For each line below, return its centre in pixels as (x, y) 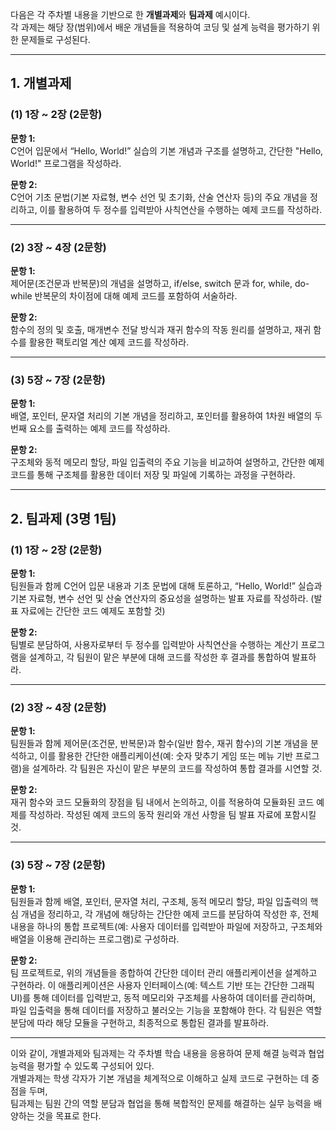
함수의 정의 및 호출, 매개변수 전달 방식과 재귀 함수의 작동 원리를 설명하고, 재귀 (161, 329)
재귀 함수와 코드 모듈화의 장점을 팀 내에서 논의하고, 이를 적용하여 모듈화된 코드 (162, 802)
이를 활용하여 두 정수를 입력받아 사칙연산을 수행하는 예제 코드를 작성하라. (181, 209)
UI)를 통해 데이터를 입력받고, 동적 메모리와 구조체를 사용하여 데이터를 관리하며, (163, 997)
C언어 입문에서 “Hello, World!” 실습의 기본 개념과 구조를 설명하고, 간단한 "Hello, (167, 150)
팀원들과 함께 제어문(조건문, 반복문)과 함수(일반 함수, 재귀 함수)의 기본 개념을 (159, 744)
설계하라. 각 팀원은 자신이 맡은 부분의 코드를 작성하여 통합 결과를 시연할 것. (177, 769)
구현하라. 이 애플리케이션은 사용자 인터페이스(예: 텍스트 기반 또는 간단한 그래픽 (162, 985)
